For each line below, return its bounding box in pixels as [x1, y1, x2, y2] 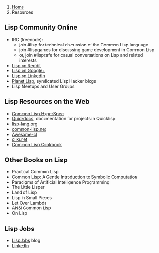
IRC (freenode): [11, 36, 43, 42]
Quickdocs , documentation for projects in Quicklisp [11, 115, 115, 121]
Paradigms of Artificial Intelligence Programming [11, 179, 110, 185]
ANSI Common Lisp [11, 205, 51, 211]
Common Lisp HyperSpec [11, 110, 64, 116]
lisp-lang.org [11, 121, 38, 127]
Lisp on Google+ [11, 68, 45, 73]
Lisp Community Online [4, 23, 78, 32]
